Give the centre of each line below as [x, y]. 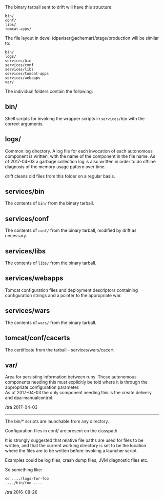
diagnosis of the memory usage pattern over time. [55, 167]
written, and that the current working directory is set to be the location [76, 446]
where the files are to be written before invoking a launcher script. [72, 451]
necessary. [16, 236]
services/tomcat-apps [27, 74]
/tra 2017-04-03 [21, 407]
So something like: [24, 470]
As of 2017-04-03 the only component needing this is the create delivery [79, 393]
